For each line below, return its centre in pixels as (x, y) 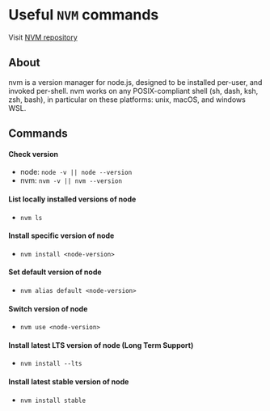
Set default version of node (55, 272)
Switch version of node (48, 308)
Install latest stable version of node (69, 381)
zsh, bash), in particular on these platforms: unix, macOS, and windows (127, 100)
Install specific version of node (61, 235)
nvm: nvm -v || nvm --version (71, 180)
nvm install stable (53, 400)
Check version (34, 154)
